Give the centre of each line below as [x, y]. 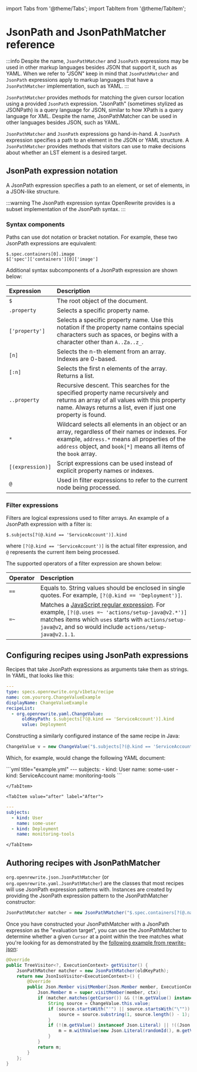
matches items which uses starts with [91, 620]
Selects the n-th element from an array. [111, 352]
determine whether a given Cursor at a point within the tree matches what [95, 936]
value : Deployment [44, 725]
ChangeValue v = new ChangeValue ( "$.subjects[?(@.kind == [78, 747]
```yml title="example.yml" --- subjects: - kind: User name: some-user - [92, 769]
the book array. [77, 454]
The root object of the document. [102, 301]
